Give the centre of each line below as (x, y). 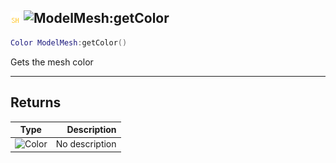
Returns (36, 102)
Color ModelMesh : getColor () (69, 42)
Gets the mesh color (52, 62)
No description (86, 144)
